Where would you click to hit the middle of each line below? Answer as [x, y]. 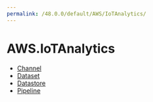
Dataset [28, 75]
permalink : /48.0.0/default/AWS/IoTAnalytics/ [76, 14]
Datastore [31, 83]
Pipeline [29, 90]
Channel [29, 68]
